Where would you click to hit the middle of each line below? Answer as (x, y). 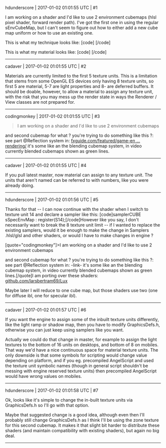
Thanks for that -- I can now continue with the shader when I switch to (77, 209)
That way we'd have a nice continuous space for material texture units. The (82, 350)
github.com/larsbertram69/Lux (36, 281)
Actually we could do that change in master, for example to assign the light (81, 339)
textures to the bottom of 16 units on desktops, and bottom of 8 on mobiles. (82, 345)
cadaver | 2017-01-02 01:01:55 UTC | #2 (46, 66)
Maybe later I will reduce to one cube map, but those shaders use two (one (82, 290)
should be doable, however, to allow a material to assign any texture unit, (79, 92)
